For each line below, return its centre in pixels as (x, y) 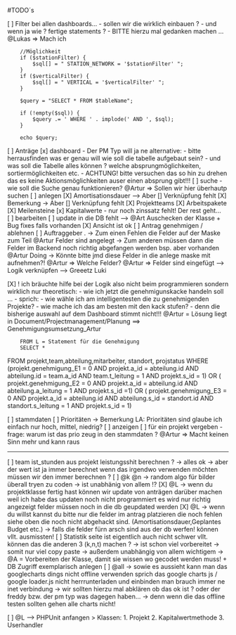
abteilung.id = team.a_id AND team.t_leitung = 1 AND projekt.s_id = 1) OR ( (114, 376)
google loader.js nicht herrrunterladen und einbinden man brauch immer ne (116, 582)
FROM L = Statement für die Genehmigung (80, 342)
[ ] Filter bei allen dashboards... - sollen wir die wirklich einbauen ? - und (112, 24)
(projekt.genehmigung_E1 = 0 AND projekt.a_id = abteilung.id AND (103, 368)
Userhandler (25, 625)
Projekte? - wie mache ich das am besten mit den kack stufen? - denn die (114, 306)
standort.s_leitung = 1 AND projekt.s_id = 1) (70, 406)
